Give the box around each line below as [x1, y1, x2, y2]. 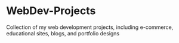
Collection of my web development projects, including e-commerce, [6, 24, 174, 31]
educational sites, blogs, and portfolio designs [6, 29, 120, 37]
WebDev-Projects [6, 4, 96, 18]
